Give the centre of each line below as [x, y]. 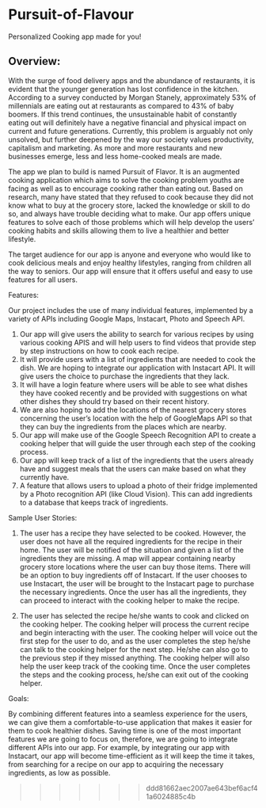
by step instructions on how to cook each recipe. [99, 351]
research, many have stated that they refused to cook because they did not [131, 196]
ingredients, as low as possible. [59, 772]
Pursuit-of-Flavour [71, 15]
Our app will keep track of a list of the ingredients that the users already [137, 460]
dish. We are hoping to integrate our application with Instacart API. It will [137, 368]
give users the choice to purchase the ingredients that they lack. [124, 376]
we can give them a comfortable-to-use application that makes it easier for [130, 722]
